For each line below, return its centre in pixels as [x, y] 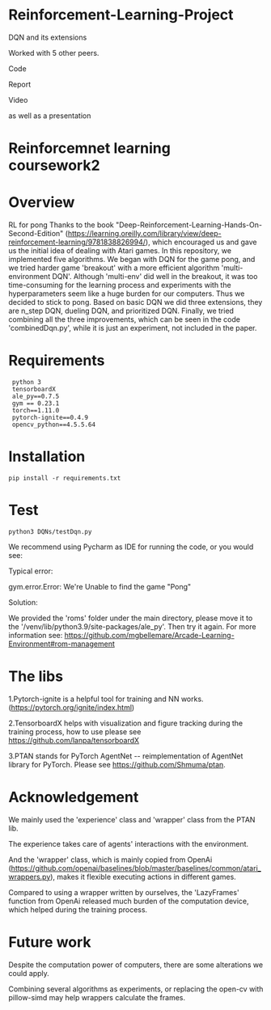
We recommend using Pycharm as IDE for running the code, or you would [131, 547]
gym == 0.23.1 [36, 404]
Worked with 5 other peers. [54, 53]
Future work [50, 942]
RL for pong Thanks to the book [61, 225]
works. [192, 699]
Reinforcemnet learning [90, 148]
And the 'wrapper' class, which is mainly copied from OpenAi [110, 860]
